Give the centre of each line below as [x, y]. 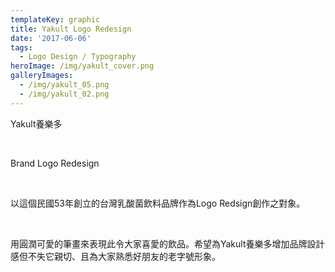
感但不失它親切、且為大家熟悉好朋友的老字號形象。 [115, 256]
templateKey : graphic [55, 19]
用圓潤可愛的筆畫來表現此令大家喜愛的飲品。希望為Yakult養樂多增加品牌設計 [167, 243]
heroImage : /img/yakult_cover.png [82, 66]
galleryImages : [42, 76]
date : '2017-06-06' [51, 38]
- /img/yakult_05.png [64, 85]
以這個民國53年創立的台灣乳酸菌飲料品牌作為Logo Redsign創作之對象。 [158, 203]
